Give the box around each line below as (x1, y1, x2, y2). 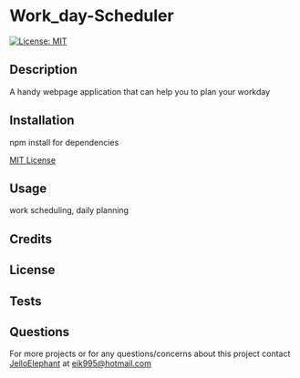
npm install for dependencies (9, 137, 119, 148)
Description (9, 62, 78, 77)
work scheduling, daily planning (9, 205, 129, 216)
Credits (9, 231, 53, 247)
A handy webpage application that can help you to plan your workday (9, 86, 271, 97)
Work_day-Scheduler (9, 5, 175, 26)
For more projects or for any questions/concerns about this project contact (9, 348, 291, 360)
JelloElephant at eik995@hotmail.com (9, 358, 152, 369)
